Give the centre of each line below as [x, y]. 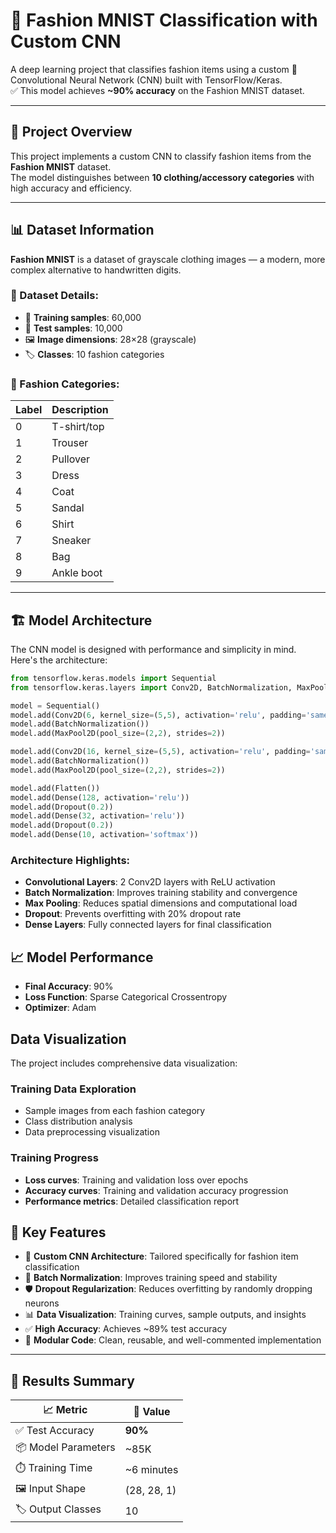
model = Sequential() [55, 705]
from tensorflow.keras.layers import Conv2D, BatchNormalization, [151, 687]
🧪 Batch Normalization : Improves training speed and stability [151, 1278]
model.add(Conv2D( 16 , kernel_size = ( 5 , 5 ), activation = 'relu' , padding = [160, 752]
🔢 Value [152, 1411]
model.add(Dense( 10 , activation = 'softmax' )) [104, 835]
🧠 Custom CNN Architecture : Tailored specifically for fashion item [161, 1256]
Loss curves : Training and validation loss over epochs [136, 1180]
